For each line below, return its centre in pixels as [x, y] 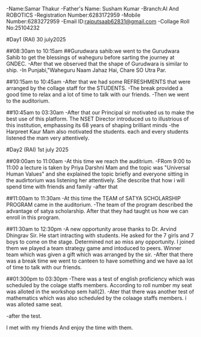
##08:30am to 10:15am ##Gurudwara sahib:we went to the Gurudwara [93, 51]
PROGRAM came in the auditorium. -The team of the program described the [100, 204]
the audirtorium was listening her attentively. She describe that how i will [95, 180]
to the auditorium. [28, 101]
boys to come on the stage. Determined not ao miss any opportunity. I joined [100, 242]
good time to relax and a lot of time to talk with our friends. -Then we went [98, 94]
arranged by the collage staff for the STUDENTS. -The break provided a [95, 88]
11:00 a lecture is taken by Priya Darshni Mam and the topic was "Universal [98, 168]
